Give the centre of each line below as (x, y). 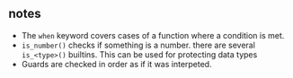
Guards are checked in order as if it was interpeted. (116, 64)
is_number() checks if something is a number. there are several (138, 45)
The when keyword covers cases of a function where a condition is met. (153, 35)
